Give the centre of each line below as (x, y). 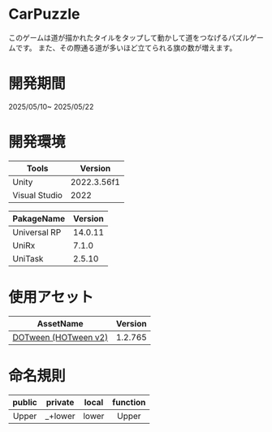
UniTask (28, 258)
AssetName (60, 323)
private (60, 402)
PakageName (39, 218)
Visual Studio (38, 195)
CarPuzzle (44, 14)
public (25, 402)
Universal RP (37, 232)
